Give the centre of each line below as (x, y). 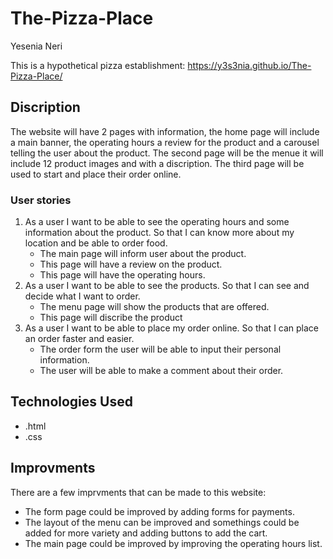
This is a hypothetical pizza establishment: (98, 65)
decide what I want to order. (82, 296)
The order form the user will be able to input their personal (160, 349)
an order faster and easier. (79, 339)
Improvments (53, 468)
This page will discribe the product (111, 318)
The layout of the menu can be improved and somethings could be (162, 522)
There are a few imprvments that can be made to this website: (138, 492)
